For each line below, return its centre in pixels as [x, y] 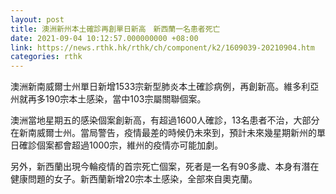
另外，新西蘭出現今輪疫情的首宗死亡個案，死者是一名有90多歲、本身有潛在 [165, 167]
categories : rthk [46, 57]
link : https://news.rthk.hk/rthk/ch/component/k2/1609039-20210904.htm [162, 47]
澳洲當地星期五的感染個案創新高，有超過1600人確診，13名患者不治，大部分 [165, 120]
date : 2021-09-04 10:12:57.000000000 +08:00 [104, 38]
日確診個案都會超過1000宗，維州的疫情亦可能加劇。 [117, 145]
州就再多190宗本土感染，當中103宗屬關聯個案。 [108, 99]
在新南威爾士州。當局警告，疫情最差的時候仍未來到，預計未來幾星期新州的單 [168, 133]
